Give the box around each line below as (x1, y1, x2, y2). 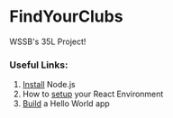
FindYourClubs (9, 6, 123, 27)
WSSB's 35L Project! (9, 36, 86, 47)
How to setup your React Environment (22, 88, 164, 100)
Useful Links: (9, 59, 68, 71)
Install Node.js (22, 79, 76, 90)
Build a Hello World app (22, 98, 110, 109)
